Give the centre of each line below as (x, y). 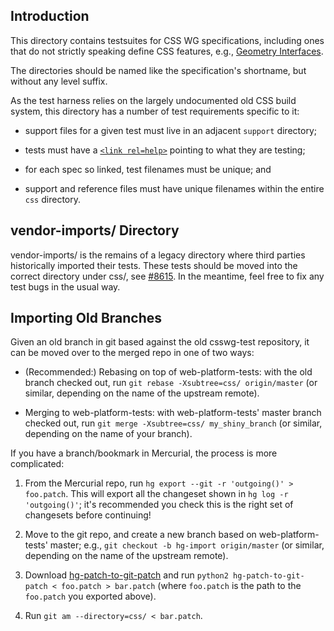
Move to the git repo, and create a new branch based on (140, 535)
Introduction (50, 16)
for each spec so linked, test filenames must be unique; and (148, 169)
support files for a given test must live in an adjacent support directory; (170, 130)
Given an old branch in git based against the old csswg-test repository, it (160, 342)
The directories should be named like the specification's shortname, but (158, 70)
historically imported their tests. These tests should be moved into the (154, 265)
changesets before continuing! (88, 515)
